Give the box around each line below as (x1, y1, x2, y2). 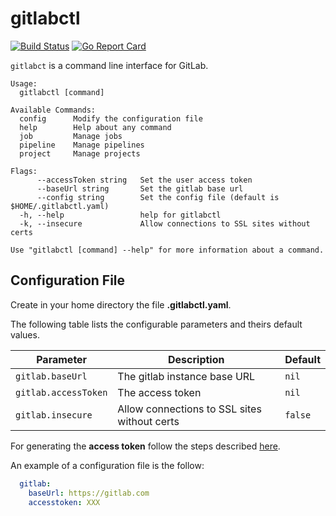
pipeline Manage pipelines (19, 140, 145, 150)
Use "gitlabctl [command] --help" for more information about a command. (10, 245, 325, 255)
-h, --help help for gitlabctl (19, 210, 222, 220)
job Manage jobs (19, 131, 123, 141)
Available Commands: (10, 105, 97, 115)
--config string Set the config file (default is (36, 192, 280, 202)
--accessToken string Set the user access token (36, 175, 253, 185)
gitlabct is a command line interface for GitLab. (10, 59, 209, 71)
